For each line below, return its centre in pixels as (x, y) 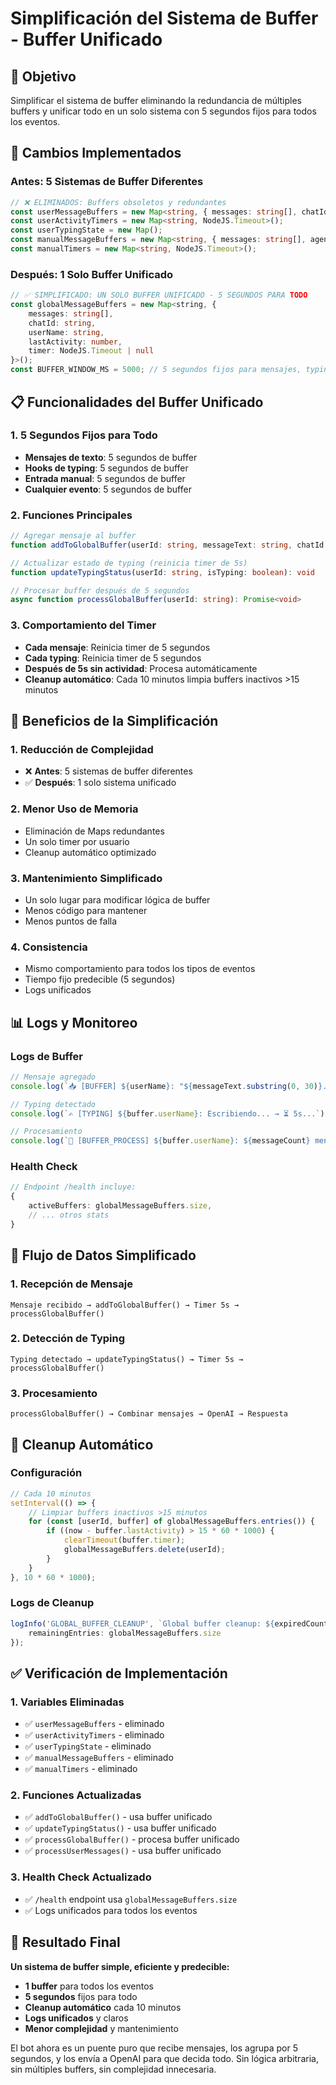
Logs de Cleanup (52, 1603)
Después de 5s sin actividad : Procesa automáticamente (141, 668)
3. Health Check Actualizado (81, 1877)
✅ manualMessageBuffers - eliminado (99, 1758)
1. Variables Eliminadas (67, 1702)
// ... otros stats (69, 1215)
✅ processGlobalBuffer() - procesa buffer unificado (132, 1839)
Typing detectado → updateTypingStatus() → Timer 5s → (127, 1359)
